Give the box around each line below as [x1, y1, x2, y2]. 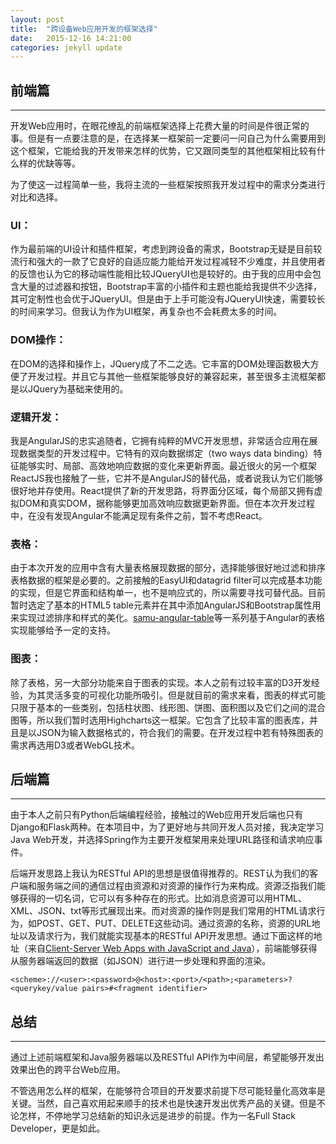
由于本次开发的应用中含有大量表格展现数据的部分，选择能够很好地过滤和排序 [10, 562, 326, 574]
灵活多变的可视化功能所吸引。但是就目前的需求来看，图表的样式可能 [44, 689, 326, 701]
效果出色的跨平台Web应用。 [10, 1064, 126, 1076]
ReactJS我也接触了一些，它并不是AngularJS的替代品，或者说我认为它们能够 [10, 472, 324, 484]
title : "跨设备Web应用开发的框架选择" [10, 24, 158, 34]
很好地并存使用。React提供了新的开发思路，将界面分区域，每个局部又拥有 [10, 484, 315, 496]
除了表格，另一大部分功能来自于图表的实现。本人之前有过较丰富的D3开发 [10, 676, 312, 688]
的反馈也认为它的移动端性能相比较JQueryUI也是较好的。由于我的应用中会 [10, 268, 313, 280]
